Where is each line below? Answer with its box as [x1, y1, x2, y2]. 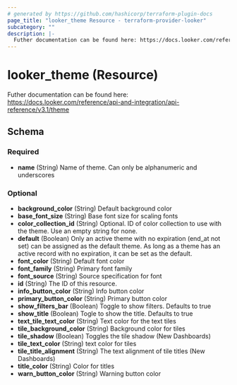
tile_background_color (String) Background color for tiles [17, 324, 186, 333]
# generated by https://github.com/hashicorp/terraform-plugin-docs [7, 10, 213, 18]
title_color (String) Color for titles [17, 362, 115, 371]
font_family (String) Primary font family [17, 264, 133, 273]
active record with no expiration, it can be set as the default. [17, 249, 193, 258]
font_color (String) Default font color [17, 257, 125, 266]
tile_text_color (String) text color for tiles [17, 340, 137, 348]
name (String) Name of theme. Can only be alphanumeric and [17, 163, 197, 172]
